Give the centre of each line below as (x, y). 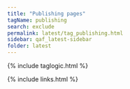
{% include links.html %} (43, 79)
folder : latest (29, 46)
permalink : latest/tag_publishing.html (65, 33)
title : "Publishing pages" (46, 14)
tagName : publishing (37, 20)
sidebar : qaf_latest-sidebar (50, 40)
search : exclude (31, 26)
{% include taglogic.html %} (48, 66)
